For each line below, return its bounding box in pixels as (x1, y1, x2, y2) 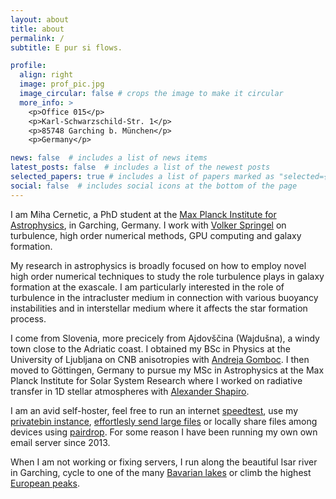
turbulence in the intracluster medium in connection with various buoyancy (10, 291, 319, 303)
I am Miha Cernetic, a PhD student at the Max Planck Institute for (10, 208, 277, 220)
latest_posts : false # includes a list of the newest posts (10, 162, 271, 173)
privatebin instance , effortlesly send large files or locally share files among (10, 415, 318, 427)
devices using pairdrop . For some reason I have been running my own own (10, 426, 318, 438)
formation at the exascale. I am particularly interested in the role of (10, 281, 285, 293)
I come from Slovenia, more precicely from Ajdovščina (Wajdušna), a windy (10, 332, 320, 344)
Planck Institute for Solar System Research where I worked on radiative (10, 374, 303, 386)
